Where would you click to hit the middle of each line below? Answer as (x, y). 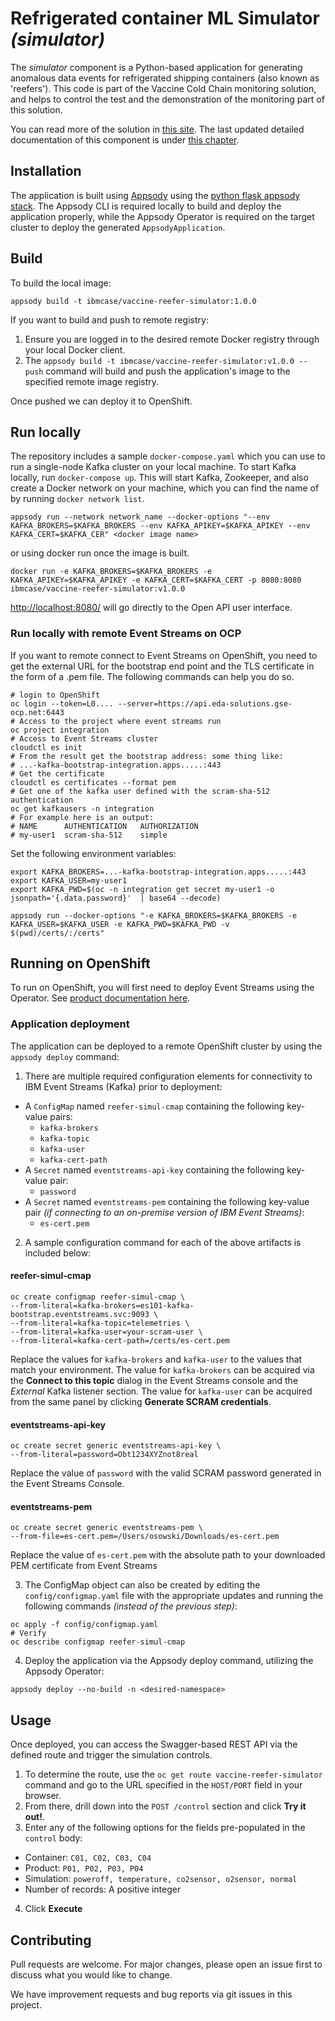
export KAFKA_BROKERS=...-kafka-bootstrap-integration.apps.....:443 (158, 872)
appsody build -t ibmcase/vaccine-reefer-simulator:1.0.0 (133, 301)
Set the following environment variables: (93, 853)
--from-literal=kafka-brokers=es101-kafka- (102, 1305)
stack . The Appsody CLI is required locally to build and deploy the (146, 206)
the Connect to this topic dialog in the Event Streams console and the (154, 1380)
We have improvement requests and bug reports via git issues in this (151, 1994)
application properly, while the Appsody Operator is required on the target (162, 216)
